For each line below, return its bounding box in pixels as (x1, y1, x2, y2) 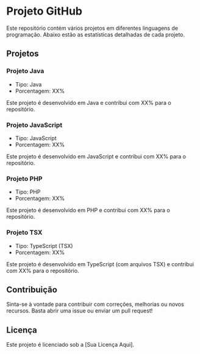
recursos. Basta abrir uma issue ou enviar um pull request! (6, 307, 153, 314)
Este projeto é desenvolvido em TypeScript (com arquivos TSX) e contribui (6, 260, 194, 267)
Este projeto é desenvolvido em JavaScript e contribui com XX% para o (6, 152, 187, 160)
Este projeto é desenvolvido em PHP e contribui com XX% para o (6, 207, 171, 214)
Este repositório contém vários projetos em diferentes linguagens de (6, 24, 179, 32)
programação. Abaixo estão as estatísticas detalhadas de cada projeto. (6, 30, 185, 38)
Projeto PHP (6, 174, 43, 183)
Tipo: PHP (15, 188, 41, 196)
